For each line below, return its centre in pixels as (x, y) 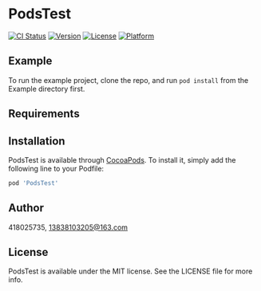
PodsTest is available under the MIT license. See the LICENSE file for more (130, 271)
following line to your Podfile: (56, 168)
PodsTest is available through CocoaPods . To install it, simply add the (122, 159)
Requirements (44, 114)
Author (26, 208)
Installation (37, 141)
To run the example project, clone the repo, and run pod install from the (129, 80)
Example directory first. (47, 88)
